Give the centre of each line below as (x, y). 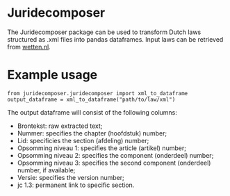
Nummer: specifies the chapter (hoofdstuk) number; (92, 133)
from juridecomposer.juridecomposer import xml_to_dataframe (98, 93)
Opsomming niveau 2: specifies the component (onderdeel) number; (115, 155)
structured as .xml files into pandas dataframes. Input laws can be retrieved (115, 39)
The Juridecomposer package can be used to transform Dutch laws (104, 32)
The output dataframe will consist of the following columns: (92, 112)
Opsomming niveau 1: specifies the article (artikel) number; (101, 148)
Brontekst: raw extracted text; (60, 126)
